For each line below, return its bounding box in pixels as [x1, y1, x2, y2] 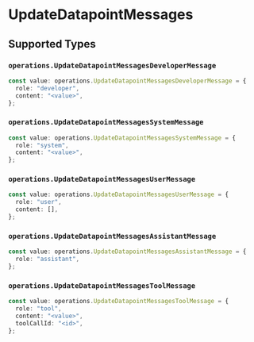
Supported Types [8, 37, 97, 51]
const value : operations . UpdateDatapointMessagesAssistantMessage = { [8, 248, 247, 256]
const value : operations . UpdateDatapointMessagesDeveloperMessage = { [8, 77, 247, 85]
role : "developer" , [15, 84, 80, 92]
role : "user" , [15, 198, 62, 206]
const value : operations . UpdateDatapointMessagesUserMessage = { [8, 190, 229, 199]
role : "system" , [15, 141, 69, 149]
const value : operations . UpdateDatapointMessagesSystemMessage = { [8, 133, 237, 142]
